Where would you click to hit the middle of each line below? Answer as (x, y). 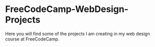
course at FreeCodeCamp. (32, 39)
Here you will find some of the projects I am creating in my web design (78, 33)
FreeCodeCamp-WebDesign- (67, 9)
